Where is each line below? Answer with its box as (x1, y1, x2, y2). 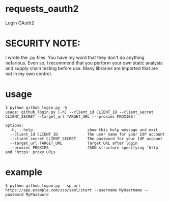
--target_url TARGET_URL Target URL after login (10, 141, 138, 146)
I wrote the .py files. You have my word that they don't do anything (5, 54, 145, 60)
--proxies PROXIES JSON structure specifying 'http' (10, 145, 160, 150)
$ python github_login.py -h (5, 105, 67, 110)
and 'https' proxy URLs (5, 149, 56, 155)
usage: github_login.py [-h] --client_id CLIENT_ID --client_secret (5, 110, 154, 115)
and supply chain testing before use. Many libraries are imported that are (5, 65, 158, 71)
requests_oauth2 (5, 3, 79, 15)
